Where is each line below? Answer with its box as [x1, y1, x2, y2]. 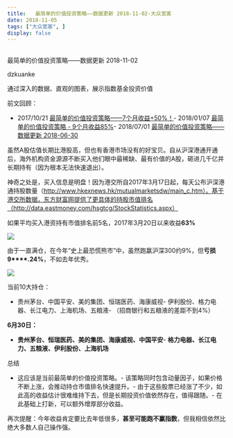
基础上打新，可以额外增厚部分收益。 [23, 399, 127, 408]
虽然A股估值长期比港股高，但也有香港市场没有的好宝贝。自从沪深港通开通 [7, 146, 218, 154]
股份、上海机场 [65, 344, 109, 352]
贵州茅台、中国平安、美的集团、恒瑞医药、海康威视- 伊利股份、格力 [17, 297, 211, 306]
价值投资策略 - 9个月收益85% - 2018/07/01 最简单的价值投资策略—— [29, 122, 225, 130]
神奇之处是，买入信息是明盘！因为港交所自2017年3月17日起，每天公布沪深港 [7, 177, 225, 186]
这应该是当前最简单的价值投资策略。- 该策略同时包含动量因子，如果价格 [17, 374, 223, 382]
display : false [7, 29, 51, 37]
